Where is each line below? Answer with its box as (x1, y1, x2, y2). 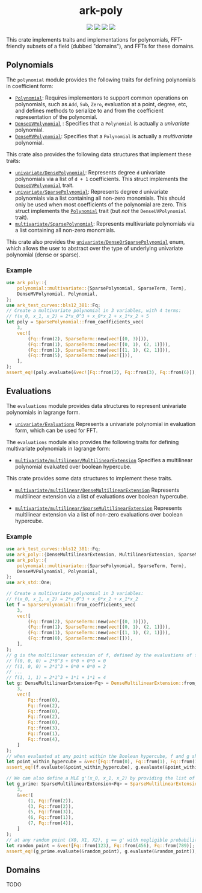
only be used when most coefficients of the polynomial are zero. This (14, 200, 187, 208)
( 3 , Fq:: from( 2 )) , (28, 803, 74, 809)
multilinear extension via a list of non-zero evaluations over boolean (14, 510, 183, 518)
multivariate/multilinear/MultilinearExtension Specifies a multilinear (14, 456, 193, 463)
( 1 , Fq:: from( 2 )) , (28, 798, 74, 804)
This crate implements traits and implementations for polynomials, (6, 36, 170, 43)
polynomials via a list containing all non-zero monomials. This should (14, 194, 186, 202)
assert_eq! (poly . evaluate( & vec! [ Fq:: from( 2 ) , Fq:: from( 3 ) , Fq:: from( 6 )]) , (6, 369, 198, 376)
